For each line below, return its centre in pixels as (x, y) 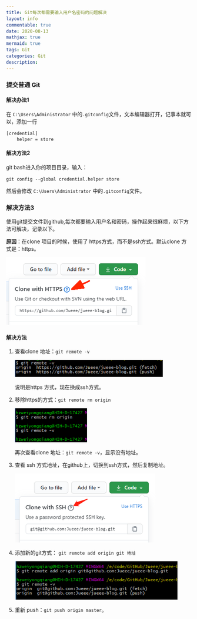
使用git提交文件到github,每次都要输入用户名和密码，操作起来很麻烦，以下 (95, 222)
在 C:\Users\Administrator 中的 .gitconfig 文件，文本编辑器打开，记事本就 (96, 114)
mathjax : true (24, 37)
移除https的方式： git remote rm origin (63, 400)
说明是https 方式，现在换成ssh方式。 (59, 387)
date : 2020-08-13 (27, 31)
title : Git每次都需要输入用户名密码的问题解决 (56, 12)
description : (22, 62)
